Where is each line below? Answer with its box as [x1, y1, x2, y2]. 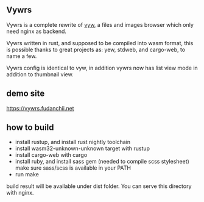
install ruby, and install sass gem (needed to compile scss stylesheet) [15, 158, 190, 165]
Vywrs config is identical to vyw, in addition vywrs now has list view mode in [6, 64, 198, 71]
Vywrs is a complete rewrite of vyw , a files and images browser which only [6, 21, 194, 28]
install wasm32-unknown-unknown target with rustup [15, 145, 150, 152]
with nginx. [6, 189, 34, 197]
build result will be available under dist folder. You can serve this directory [6, 182, 192, 190]
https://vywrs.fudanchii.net [6, 104, 74, 112]
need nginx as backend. [6, 27, 67, 35]
